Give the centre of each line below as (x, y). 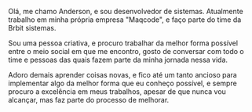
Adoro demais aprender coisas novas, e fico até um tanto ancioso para (122, 75)
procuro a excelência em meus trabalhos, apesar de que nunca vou (117, 92)
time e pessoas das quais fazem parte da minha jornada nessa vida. (118, 60)
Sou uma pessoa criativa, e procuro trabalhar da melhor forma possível (123, 43)
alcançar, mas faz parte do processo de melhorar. (89, 100)
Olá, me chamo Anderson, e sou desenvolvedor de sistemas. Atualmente (126, 11)
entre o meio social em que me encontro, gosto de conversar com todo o (126, 51)
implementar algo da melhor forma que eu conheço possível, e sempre (122, 83)
